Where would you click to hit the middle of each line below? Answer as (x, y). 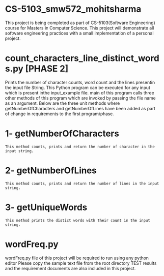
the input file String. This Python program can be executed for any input (78, 88)
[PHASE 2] (47, 69)
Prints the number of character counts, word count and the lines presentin (80, 82)
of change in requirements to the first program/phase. (60, 114)
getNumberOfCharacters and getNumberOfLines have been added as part (80, 108)
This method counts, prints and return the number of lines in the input (82, 184)
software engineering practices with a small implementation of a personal (79, 33)
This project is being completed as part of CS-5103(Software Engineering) (80, 23)
